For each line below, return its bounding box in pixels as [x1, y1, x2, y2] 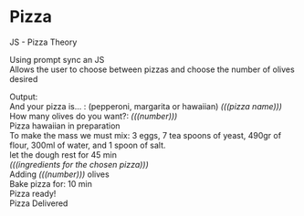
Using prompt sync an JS [9, 54, 105, 65]
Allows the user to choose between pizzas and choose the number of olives [9, 64, 295, 75]
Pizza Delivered [9, 198, 68, 209]
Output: [9, 91, 38, 102]
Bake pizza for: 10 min [9, 178, 93, 189]
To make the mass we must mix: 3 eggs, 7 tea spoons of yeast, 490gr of [9, 129, 281, 140]
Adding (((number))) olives [9, 169, 110, 180]
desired [9, 73, 38, 84]
